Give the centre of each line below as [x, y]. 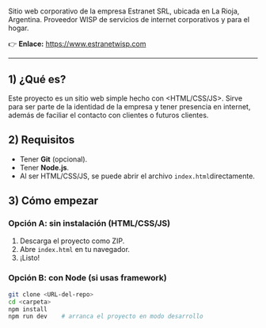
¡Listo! [30, 257]
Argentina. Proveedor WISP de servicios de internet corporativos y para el [129, 20]
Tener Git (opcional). [53, 159]
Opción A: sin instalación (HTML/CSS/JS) [89, 223]
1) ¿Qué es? [37, 79]
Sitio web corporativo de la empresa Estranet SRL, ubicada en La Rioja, [124, 11]
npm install [28, 309]
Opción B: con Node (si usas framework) [88, 278]
